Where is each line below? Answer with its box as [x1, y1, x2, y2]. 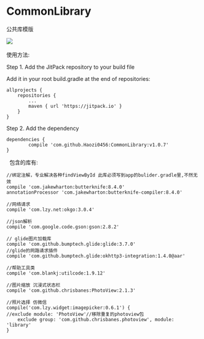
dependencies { [6, 136, 45, 142]
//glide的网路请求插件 [6, 247, 58, 254]
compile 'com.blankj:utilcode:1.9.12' [6, 270, 106, 276]
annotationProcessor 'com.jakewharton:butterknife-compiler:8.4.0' [6, 189, 183, 196]
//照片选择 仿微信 [6, 299, 47, 305]
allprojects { [6, 87, 43, 93]
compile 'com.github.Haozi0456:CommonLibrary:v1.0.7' [28, 142, 169, 148]
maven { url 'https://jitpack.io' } [28, 103, 122, 109]
